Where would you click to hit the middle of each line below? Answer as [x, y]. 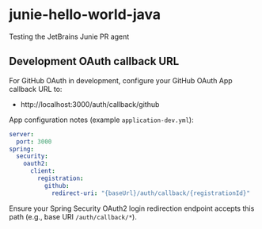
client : [43, 171]
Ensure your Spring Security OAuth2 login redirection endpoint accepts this [132, 208]
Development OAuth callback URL [94, 61]
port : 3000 [34, 141]
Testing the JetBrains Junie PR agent [69, 36]
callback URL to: [36, 89]
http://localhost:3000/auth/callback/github [90, 104]
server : [22, 134]
